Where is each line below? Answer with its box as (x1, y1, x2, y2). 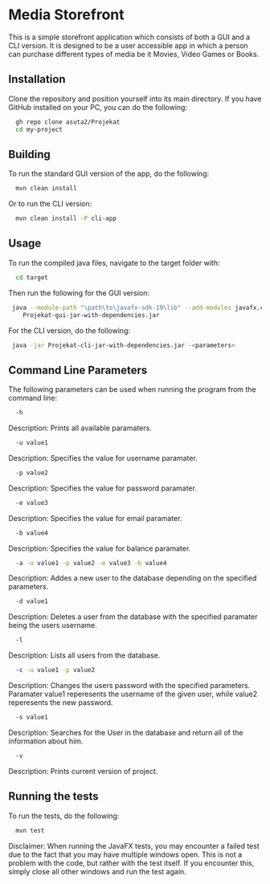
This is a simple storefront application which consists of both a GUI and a (8, 32, 251, 42)
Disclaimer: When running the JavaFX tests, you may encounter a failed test (8, 841, 260, 850)
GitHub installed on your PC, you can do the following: (8, 102, 187, 112)
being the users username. (8, 621, 98, 630)
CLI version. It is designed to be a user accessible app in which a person (8, 40, 248, 50)
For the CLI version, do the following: (8, 325, 131, 335)
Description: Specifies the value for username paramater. (8, 453, 198, 462)
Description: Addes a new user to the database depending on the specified (8, 573, 257, 583)
